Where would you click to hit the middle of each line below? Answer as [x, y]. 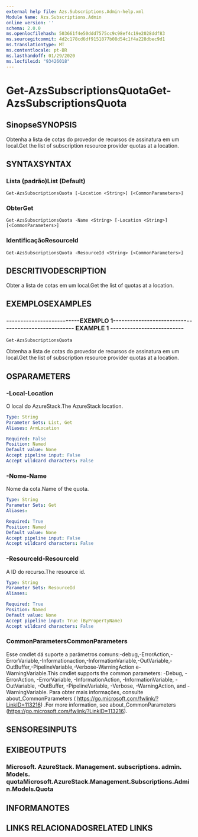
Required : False [26, 439]
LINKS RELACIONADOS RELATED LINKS [79, 828]
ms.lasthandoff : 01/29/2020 [41, 56]
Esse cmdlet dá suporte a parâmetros [52, 654]
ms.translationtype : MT [35, 45]
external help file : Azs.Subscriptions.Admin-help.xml [75, 12]
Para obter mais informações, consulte [96, 692]
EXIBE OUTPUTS [36, 750]
